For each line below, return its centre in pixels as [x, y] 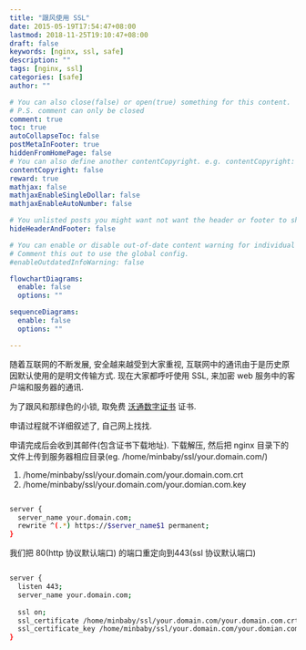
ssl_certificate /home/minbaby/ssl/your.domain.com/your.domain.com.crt [158, 621]
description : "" [40, 60]
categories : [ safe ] [46, 77]
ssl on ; [32, 612]
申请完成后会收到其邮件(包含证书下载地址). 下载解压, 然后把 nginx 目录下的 [149, 445]
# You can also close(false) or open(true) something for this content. [150, 102]
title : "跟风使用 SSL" [50, 18]
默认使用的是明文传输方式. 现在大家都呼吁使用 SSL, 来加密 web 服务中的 [152, 376]
